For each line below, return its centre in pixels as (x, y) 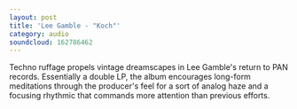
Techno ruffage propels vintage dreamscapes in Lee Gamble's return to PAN (148, 67)
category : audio (39, 34)
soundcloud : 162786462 (51, 42)
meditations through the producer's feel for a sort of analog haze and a (139, 86)
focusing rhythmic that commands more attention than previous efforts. (140, 96)
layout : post (33, 17)
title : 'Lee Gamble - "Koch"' (65, 26)
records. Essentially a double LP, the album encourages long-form (130, 77)
